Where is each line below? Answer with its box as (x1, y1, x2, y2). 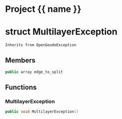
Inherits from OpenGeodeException (5, 43, 77, 48)
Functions (5, 83, 37, 92)
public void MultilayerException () (5, 109, 79, 115)
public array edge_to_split (5, 69, 63, 74)
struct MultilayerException (5, 26, 118, 38)
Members (5, 56, 36, 65)
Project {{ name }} (5, 3, 82, 15)
